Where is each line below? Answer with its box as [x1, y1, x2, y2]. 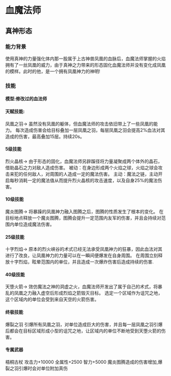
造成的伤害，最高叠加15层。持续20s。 [5, 133, 85, 139]
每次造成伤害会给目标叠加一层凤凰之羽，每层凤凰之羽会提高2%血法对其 [15, 127, 165, 133]
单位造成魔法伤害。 [14, 221, 54, 227]
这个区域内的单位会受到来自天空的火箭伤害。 [5, 296, 99, 303]
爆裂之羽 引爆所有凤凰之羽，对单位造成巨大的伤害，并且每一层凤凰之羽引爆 [5, 321, 163, 327]
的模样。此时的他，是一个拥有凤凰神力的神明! [5, 68, 101, 74]
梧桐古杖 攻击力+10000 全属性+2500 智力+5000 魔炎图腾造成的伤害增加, [5, 359, 158, 365]
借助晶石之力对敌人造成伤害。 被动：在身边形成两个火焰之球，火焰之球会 [5, 164, 158, 170]
